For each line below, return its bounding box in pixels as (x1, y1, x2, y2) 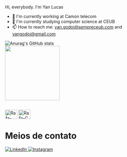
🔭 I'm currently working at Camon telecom (12, 14, 97, 19)
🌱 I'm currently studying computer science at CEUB (12, 19, 115, 24)
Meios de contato (5, 130, 77, 141)
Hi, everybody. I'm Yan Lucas (5, 4, 63, 10)
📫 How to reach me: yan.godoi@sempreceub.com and (12, 24, 123, 30)
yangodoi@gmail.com (12, 31, 56, 37)
